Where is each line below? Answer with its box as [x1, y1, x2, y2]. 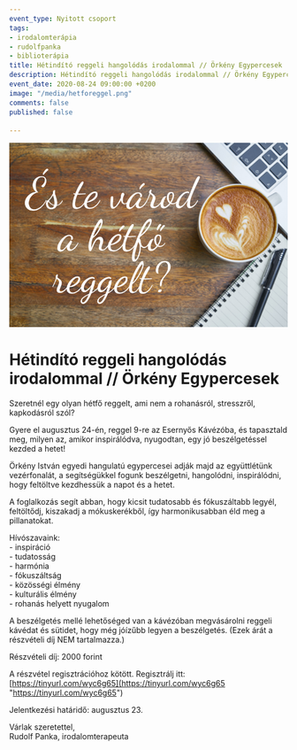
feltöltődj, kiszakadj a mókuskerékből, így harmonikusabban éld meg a [9, 506, 265, 516]
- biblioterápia [9, 51, 69, 61]
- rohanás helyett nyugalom [9, 598, 110, 608]
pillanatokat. [9, 514, 54, 526]
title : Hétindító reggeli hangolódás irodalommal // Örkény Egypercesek [9, 61, 283, 70]
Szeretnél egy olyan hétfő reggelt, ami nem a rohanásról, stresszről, [9, 398, 256, 408]
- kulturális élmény [9, 589, 77, 599]
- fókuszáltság [9, 569, 62, 580]
